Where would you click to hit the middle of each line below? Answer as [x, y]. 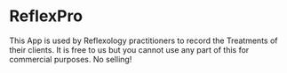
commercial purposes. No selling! [71, 59]
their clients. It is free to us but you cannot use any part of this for [129, 49]
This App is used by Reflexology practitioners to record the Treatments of [143, 40]
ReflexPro [46, 16]
